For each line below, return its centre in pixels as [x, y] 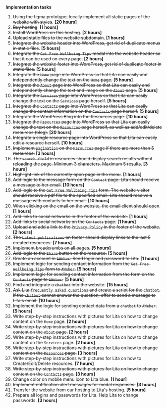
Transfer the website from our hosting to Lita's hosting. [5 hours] [79, 390]
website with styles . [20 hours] [45, 22]
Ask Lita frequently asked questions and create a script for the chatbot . [86, 290]
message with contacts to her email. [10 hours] [61, 201]
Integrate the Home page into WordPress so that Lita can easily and [80, 74]
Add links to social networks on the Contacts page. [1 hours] [74, 222]
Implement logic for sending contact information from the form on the [84, 274]
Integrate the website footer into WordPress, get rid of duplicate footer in [87, 64]
